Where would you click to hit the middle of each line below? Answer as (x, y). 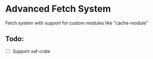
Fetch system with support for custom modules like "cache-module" (77, 23)
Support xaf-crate (32, 51)
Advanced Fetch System (58, 9)
